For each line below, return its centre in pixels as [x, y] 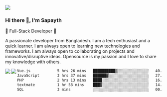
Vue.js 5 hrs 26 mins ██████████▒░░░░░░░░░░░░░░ [83, 71]
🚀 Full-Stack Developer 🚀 [31, 31]
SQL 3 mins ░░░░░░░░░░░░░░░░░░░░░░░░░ [83, 90]
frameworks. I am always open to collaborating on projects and [70, 51]
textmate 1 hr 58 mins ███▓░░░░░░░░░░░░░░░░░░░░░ [83, 85]
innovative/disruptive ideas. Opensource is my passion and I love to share [81, 57]
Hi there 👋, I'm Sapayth [34, 20]
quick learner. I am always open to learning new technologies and [73, 46]
